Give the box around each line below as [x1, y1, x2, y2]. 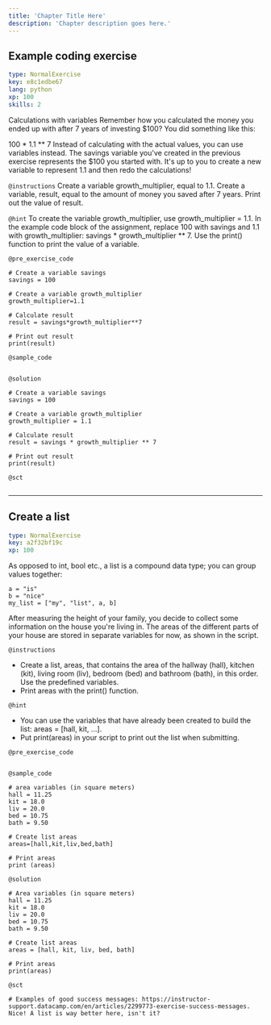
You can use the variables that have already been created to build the [19, 715, 252, 726]
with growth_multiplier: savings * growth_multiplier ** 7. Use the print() [8, 231, 244, 240]
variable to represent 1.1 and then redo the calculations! [8, 165, 192, 174]
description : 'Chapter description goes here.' [8, 19, 172, 27]
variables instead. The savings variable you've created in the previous [8, 148, 241, 157]
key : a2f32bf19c [8, 539, 63, 547]
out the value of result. [8, 198, 84, 207]
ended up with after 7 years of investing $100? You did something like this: [8, 123, 256, 133]
